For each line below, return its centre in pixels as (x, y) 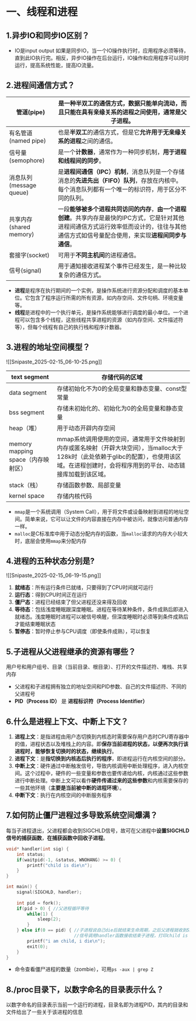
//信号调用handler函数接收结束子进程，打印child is (131, 936)
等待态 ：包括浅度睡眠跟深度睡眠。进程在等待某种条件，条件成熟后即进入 (101, 610)
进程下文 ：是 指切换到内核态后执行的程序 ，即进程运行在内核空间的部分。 (101, 759)
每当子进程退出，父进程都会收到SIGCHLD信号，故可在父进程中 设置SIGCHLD (98, 830)
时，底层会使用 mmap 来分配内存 (50, 541)
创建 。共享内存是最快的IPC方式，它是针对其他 (121, 218)
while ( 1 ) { (40, 914)
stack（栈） (25, 485)
